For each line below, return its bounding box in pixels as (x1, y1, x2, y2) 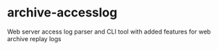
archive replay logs (7, 34, 62, 42)
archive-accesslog (7, 5, 118, 21)
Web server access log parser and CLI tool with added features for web (7, 27, 211, 36)
